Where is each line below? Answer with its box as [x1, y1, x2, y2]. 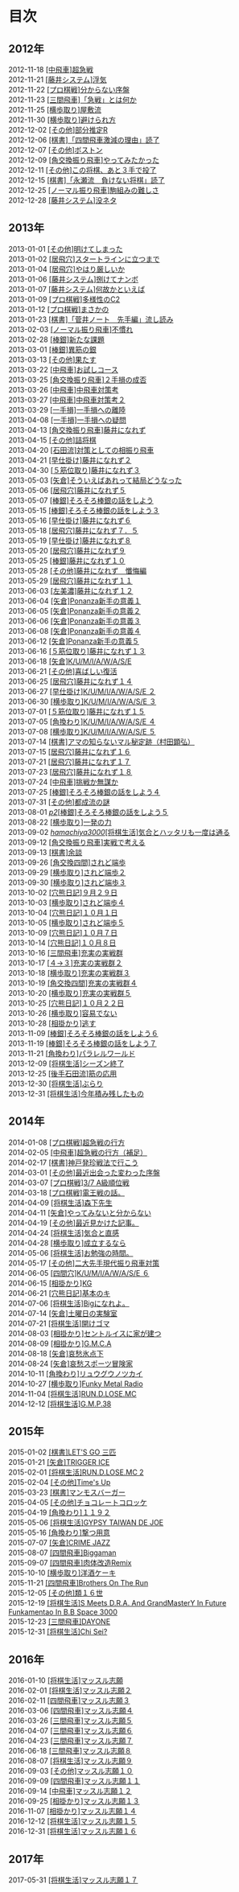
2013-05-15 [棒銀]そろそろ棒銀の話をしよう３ [8, 505, 159, 515]
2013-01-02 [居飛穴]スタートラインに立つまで [8, 254, 160, 264]
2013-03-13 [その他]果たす [8, 355, 97, 364]
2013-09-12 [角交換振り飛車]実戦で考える [8, 837, 146, 847]
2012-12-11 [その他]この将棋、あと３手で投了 [8, 166, 157, 175]
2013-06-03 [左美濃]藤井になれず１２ [8, 586, 134, 595]
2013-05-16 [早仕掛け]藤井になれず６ [8, 516, 132, 525]
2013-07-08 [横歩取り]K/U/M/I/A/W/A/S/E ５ [8, 726, 156, 736]
